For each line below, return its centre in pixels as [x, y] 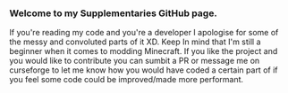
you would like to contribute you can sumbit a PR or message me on [135, 61]
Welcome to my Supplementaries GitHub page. [113, 13]
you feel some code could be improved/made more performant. [127, 80]
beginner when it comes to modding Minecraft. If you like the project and [144, 51]
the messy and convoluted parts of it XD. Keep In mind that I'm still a [135, 42]
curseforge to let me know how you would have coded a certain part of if [144, 70]
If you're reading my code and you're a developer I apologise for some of [144, 33]
